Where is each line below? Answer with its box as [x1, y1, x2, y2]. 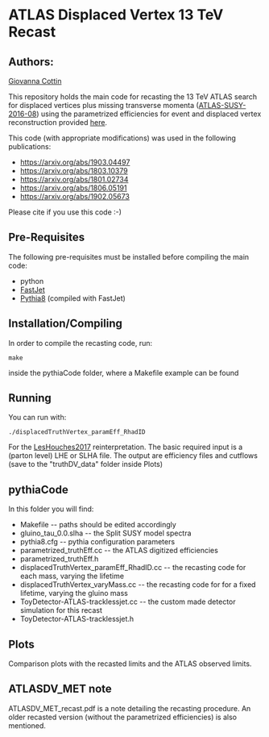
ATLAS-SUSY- [198, 101, 246, 110]
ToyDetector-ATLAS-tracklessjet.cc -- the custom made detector [19, 597, 236, 606]
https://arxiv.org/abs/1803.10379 [19, 166, 128, 175]
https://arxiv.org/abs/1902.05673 [19, 192, 130, 201]
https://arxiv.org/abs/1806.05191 [19, 183, 127, 193]
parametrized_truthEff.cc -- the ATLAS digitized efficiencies [19, 546, 219, 556]
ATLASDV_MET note [8, 682, 113, 696]
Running [8, 391, 52, 405]
